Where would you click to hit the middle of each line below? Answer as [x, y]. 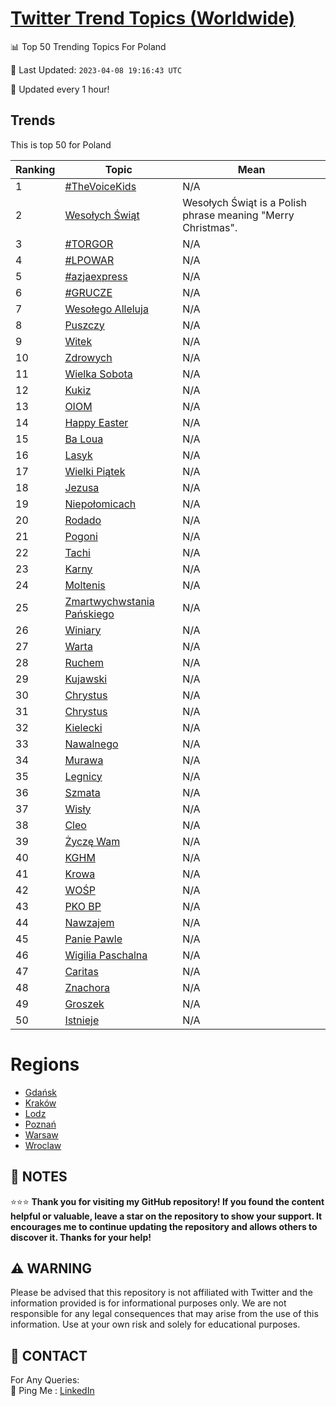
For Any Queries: [45, 1380]
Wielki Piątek [95, 471]
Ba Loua [84, 439]
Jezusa [82, 487]
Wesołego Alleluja [106, 309]
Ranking [35, 169]
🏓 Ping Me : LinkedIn [52, 1391]
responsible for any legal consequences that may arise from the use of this [164, 1314]
